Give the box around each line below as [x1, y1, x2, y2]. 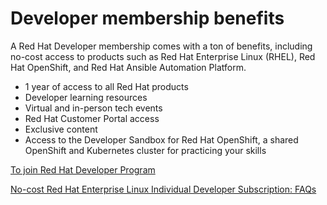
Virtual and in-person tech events [24, 102, 163, 114]
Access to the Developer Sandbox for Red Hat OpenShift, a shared [24, 133, 299, 146]
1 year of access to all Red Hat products [24, 80, 189, 92]
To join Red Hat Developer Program [10, 163, 156, 176]
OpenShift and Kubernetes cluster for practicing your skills [24, 144, 267, 156]
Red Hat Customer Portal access [24, 112, 160, 124]
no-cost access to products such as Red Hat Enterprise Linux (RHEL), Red [10, 50, 316, 62]
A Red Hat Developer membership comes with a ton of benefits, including [10, 40, 313, 52]
